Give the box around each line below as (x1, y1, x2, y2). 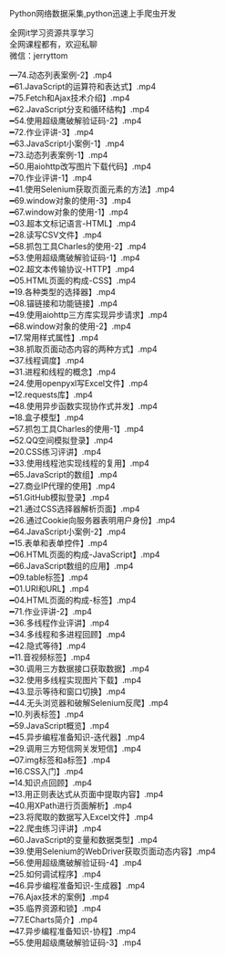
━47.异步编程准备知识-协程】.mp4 (9, 926, 137, 936)
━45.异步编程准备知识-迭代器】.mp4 (9, 731, 146, 742)
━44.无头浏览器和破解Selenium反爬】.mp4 (9, 698, 169, 708)
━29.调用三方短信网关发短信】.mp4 (9, 743, 142, 753)
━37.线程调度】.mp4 (9, 355, 85, 365)
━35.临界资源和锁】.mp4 (9, 903, 102, 913)
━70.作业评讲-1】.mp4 (9, 173, 93, 183)
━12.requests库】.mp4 (9, 389, 94, 400)
